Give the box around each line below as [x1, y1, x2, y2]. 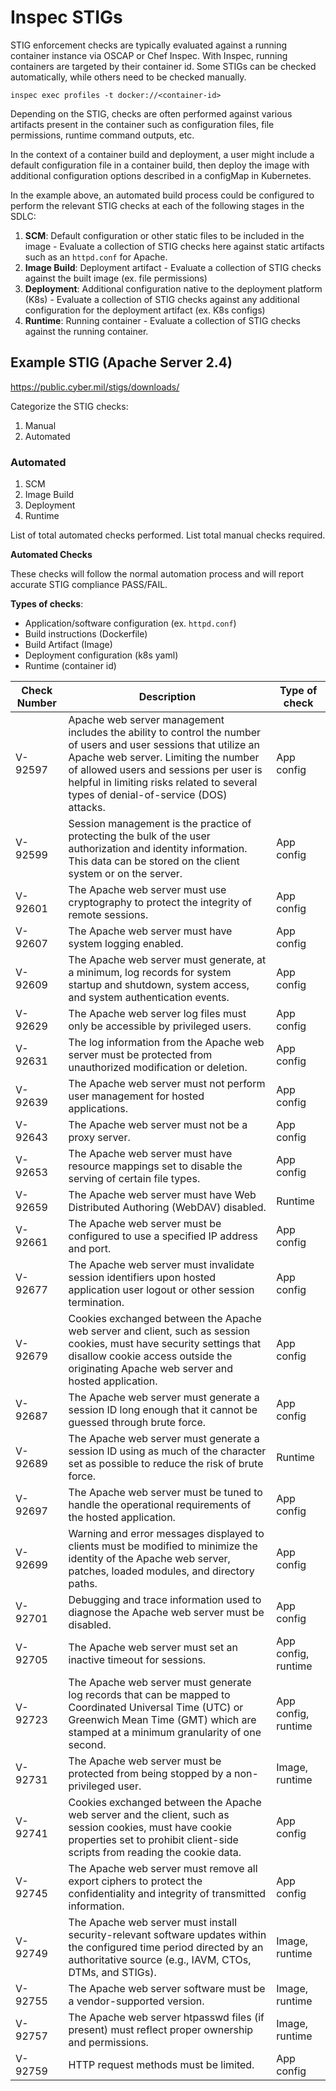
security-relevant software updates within [68, 1928, 267, 1942]
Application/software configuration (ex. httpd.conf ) [24, 617, 237, 630]
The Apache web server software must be [68, 1982, 266, 1996]
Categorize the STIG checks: [10, 400, 129, 412]
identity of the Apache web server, [68, 1552, 231, 1566]
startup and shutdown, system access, [68, 978, 250, 992]
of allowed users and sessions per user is [68, 763, 263, 777]
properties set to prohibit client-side [68, 1833, 239, 1847]
